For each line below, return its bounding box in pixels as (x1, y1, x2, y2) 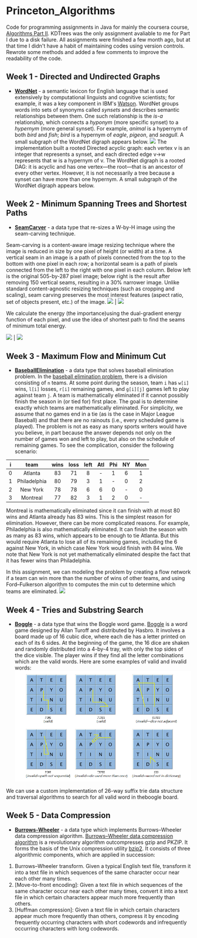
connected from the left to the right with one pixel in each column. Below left (6, 266, 191, 273)
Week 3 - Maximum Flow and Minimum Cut (6, 351, 166, 361)
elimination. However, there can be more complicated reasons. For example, (6, 520, 190, 527)
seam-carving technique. (14, 230, 76, 237)
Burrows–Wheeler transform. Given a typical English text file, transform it (14, 862, 191, 869)
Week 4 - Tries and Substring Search (6, 605, 144, 615)
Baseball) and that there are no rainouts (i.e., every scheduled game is (14, 417, 185, 424)
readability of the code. (6, 55, 63, 62)
